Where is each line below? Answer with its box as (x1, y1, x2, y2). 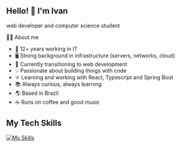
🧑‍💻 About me (6, 34, 39, 41)
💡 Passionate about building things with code (14, 67, 127, 74)
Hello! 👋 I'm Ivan (6, 6, 68, 16)
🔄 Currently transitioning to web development (14, 61, 128, 68)
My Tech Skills (6, 118, 62, 128)
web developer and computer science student (6, 22, 120, 29)
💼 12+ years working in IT (14, 45, 78, 52)
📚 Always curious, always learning (14, 80, 102, 88)
